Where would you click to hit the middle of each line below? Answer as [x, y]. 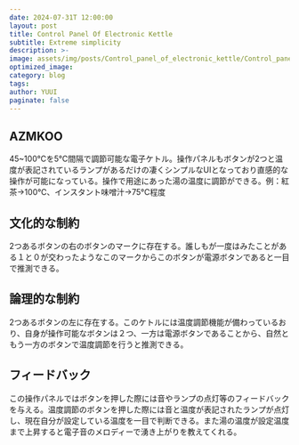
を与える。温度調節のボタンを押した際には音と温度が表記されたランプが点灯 [149, 409]
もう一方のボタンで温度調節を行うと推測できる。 [99, 344]
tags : [19, 84]
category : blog [37, 76]
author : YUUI [33, 92]
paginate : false [39, 100]
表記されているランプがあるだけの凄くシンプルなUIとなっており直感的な [157, 170]
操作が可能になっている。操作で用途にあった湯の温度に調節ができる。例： [145, 181]
